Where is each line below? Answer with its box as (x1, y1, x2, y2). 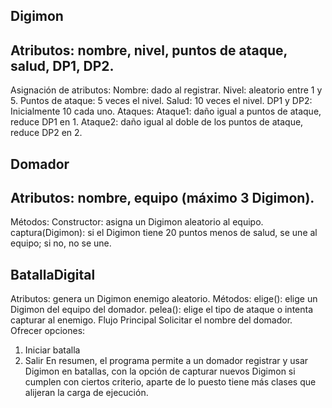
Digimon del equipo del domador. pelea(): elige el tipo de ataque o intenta (10, 304, 314, 316)
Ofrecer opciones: (10, 325, 86, 337)
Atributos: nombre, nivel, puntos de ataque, (10, 42, 288, 59)
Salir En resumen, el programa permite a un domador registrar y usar (24, 355, 309, 367)
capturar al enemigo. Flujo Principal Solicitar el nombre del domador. (10, 314, 293, 326)
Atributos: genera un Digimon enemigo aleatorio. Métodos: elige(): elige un (10, 293, 318, 305)
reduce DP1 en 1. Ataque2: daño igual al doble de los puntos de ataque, (10, 116, 304, 128)
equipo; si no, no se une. (10, 237, 112, 249)
